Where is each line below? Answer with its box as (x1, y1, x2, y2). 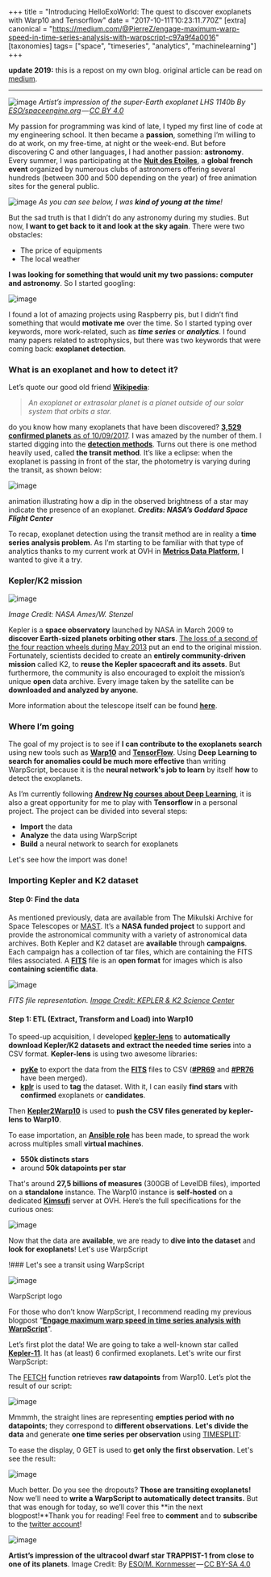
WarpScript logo (8, 1291, 63, 1301)
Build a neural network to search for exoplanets (19, 839, 179, 849)
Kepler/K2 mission (8, 575, 83, 586)
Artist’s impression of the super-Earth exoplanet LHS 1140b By (39, 97, 246, 107)
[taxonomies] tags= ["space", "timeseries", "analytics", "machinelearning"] (8, 41, 256, 51)
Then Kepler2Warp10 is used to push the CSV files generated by (8, 1106, 227, 1116)
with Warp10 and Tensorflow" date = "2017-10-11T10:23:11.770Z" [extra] (8, 15, 247, 25)
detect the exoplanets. (8, 773, 83, 782)
